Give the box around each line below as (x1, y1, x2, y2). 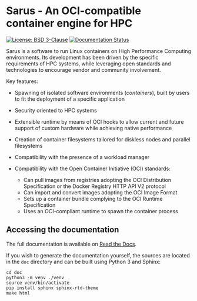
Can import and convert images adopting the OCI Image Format (23, 188, 178, 196)
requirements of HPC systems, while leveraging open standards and (6, 60, 172, 67)
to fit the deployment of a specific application (14, 95, 125, 102)
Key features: (6, 78, 38, 85)
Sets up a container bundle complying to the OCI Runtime (23, 195, 163, 202)
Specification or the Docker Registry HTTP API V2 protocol (23, 183, 166, 190)
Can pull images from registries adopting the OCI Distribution (23, 176, 172, 183)
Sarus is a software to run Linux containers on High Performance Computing (6, 47, 191, 54)
